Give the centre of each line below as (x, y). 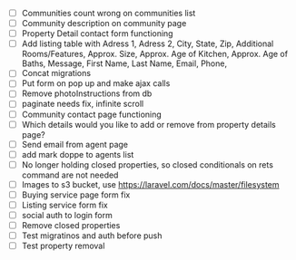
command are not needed (70, 175)
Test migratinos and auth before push (92, 236)
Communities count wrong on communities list (109, 13)
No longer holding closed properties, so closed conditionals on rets (148, 164)
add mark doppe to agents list (78, 154)
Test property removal (63, 246)
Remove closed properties (71, 226)
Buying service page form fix (76, 195)
